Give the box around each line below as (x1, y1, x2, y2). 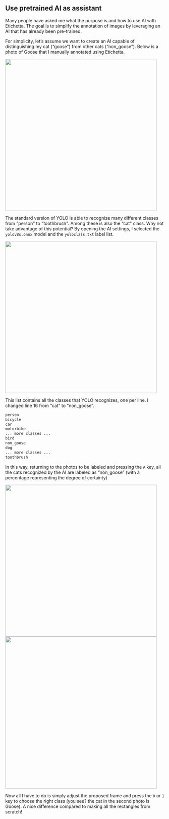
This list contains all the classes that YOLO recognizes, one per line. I (5, 397, 149, 403)
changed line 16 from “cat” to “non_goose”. (5, 402, 94, 408)
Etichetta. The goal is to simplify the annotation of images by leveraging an (5, 23, 160, 29)
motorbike (5, 426, 26, 432)
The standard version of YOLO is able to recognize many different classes (5, 215, 159, 221)
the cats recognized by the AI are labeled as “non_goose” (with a (5, 469, 140, 475)
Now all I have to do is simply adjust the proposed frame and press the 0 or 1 (5, 792, 164, 799)
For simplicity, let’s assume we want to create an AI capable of (5, 38, 135, 44)
